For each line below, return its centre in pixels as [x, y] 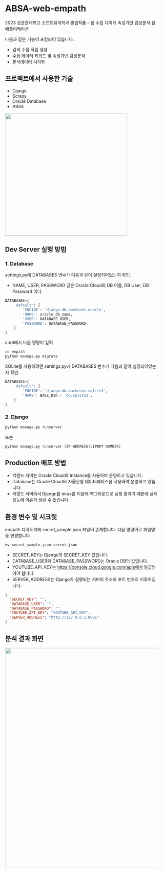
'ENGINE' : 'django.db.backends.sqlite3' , [65, 391]
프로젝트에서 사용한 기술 [39, 79]
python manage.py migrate [31, 357]
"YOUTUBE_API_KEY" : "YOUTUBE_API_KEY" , [50, 613]
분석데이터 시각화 [29, 62]
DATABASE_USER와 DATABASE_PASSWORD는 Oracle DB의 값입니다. [80, 561]
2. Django [17, 417]
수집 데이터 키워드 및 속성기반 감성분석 [49, 56]
